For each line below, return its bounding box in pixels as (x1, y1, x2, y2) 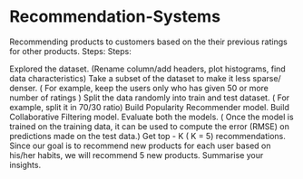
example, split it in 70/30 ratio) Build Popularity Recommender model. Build (9, 101, 290, 112)
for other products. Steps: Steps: (9, 45, 132, 56)
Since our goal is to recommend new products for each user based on (9, 140, 271, 151)
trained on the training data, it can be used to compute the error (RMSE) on (9, 120, 290, 132)
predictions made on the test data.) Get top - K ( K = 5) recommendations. (9, 130, 286, 141)
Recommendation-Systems (9, 6, 220, 27)
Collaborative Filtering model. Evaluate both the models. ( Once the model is (9, 111, 294, 122)
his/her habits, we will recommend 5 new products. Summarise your (9, 149, 264, 160)
